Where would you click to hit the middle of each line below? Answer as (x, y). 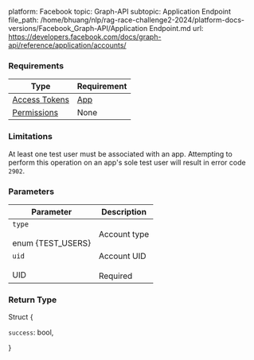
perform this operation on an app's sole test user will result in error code (127, 162)
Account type (124, 234)
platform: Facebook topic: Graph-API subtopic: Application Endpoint (119, 12)
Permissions (35, 113)
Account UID (122, 256)
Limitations (31, 137)
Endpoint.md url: (176, 28)
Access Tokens (41, 100)
